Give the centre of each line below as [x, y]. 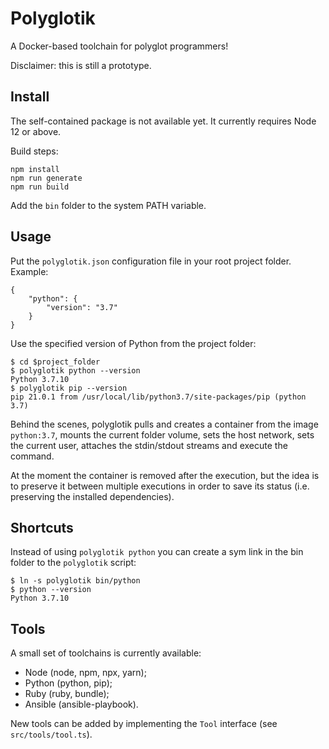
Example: [29, 271]
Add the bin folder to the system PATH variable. [108, 205]
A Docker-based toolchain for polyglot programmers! [119, 46]
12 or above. [36, 131]
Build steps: [34, 151]
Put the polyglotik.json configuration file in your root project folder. [151, 261]
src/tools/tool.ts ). [51, 734]
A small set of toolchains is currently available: [106, 653]
